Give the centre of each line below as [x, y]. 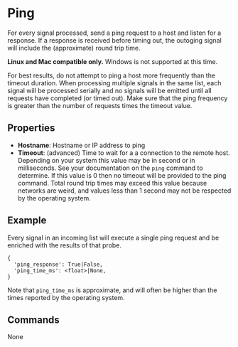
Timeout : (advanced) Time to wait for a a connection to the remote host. [124, 153]
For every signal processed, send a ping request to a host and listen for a [114, 33]
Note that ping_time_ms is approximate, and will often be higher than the [112, 290]
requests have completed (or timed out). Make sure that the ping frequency [118, 98]
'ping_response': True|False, [58, 265]
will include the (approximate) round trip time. [74, 48]
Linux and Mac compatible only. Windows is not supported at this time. [113, 61]
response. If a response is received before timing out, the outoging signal [114, 40]
